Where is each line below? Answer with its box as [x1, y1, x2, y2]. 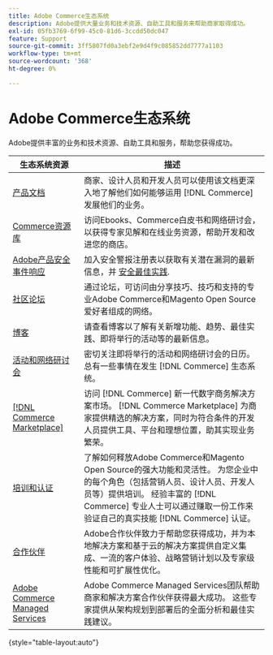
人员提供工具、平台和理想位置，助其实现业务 [84, 424, 255, 435]
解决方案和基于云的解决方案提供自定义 [92, 540, 239, 551]
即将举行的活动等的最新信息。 [100, 333, 214, 344]
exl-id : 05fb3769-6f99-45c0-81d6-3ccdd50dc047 [8, 27, 169, 35]
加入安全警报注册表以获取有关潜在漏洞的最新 [84, 253, 255, 265]
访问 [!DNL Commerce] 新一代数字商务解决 [84, 387, 248, 399]
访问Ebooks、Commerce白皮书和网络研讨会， [84, 214, 261, 226]
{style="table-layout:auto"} [8, 637, 99, 647]
